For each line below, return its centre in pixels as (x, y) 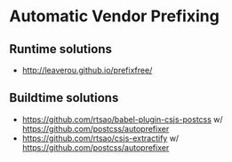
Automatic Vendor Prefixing (114, 16)
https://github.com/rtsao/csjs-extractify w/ (100, 138)
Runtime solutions (61, 49)
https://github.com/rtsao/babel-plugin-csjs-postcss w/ (123, 119)
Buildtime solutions (64, 98)
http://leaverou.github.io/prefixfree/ (87, 70)
